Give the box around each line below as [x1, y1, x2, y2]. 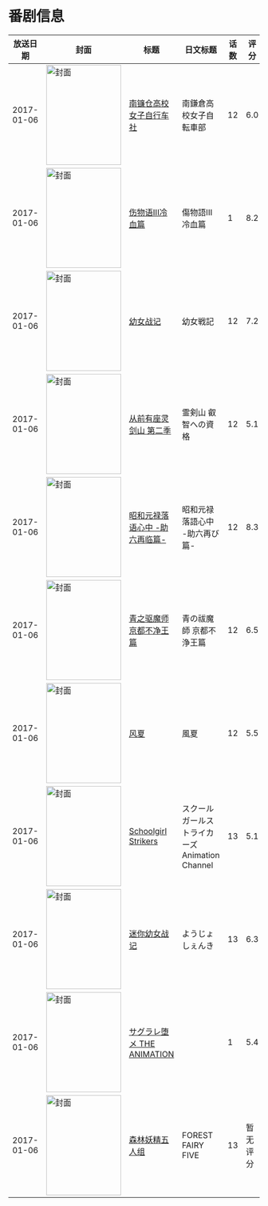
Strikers [128, 835, 158, 847]
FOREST [182, 1129, 214, 1140]
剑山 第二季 [128, 425, 171, 436]
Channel [182, 859, 214, 871]
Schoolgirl [128, 825, 167, 836]
